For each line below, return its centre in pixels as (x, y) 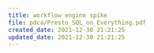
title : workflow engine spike (58, 15)
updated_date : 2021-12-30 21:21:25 (67, 37)
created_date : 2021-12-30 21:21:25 (67, 30)
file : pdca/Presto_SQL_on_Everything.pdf (77, 23)
